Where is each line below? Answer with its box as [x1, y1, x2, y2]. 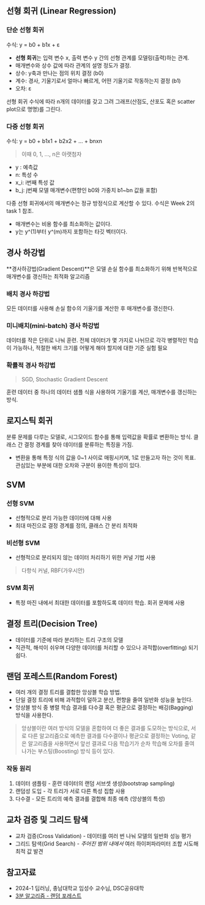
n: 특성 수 [15, 171, 39, 178]
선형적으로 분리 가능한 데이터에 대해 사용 [15, 515, 112, 522]
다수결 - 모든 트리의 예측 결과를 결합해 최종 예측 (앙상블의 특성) [15, 794, 165, 802]
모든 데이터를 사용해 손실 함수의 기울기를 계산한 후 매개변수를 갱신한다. [6, 305, 174, 312]
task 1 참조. [6, 207, 34, 214]
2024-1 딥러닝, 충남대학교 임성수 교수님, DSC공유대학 [15, 885, 144, 892]
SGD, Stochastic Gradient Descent [21, 375, 108, 383]
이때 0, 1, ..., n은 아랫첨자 [21, 150, 82, 158]
